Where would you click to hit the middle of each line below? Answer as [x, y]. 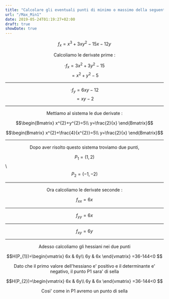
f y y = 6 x [84, 216]
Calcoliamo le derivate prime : [84, 55]
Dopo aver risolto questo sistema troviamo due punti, [84, 147]
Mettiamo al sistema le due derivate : [84, 113]
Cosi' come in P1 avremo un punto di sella [84, 291]
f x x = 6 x [84, 200]
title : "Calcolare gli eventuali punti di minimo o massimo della [76, 10]
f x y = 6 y [84, 231]
